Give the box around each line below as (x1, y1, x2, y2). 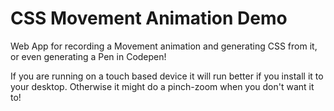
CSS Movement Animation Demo (10, 7, 288, 30)
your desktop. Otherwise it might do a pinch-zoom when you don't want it (10, 80, 315, 92)
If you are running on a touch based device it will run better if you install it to (10, 70, 324, 82)
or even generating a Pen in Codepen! (10, 50, 167, 62)
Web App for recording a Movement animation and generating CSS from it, (10, 40, 318, 52)
